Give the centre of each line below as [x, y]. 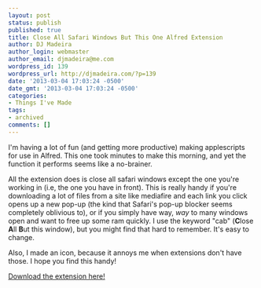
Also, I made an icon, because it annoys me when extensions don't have [125, 253]
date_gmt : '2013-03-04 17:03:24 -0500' [74, 88]
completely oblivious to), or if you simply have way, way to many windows [128, 212]
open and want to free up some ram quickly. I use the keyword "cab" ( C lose [131, 221]
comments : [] [29, 125]
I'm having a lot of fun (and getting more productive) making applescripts [127, 147]
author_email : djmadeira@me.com [61, 60]
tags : [17, 111]
